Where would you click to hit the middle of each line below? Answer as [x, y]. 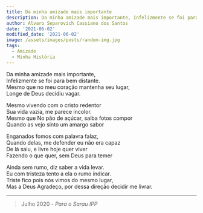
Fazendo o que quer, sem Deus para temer [60, 156]
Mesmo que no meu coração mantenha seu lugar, [68, 87]
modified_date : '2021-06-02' [43, 34]
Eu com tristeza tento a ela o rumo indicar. [59, 174]
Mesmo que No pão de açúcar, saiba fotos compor [69, 118]
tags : [13, 46]
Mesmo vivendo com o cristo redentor [54, 105]
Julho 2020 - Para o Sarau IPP [59, 204]
